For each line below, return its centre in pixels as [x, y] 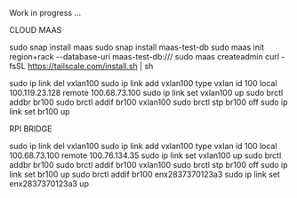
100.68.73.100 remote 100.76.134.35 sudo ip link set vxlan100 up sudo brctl [145, 155]
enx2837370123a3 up [49, 184]
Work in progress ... [45, 13]
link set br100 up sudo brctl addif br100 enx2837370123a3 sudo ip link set [144, 174]
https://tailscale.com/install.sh [83, 66]
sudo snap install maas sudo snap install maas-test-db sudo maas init [137, 47]
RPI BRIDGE [31, 129]
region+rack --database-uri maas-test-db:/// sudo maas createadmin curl [144, 56]
